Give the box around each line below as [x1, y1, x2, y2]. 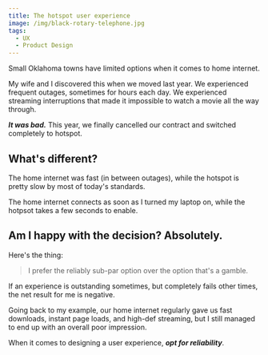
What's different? [8, 151, 98, 165]
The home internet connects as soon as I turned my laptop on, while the [8, 197, 246, 207]
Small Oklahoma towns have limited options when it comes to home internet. [8, 63, 260, 73]
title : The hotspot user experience [8, 11, 130, 20]
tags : [8, 26, 26, 34]
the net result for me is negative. [8, 289, 115, 299]
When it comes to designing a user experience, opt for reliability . [8, 337, 225, 347]
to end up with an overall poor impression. [8, 322, 147, 332]
